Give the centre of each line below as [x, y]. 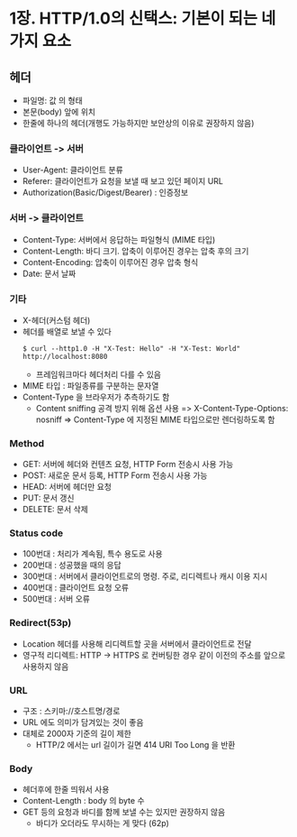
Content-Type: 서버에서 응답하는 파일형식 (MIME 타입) [119, 239]
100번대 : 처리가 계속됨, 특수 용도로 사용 [93, 554]
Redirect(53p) [40, 623]
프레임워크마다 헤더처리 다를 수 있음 [99, 374]
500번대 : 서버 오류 [56, 599]
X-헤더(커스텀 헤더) [56, 320]
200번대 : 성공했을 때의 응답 [72, 566]
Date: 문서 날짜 [49, 273]
